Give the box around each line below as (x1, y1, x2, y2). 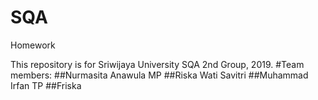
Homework (10, 39, 56, 51)
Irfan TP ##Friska (10, 79, 82, 91)
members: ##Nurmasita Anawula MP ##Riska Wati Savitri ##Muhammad (10, 69, 309, 81)
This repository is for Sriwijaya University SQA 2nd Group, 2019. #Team (10, 58, 305, 70)
